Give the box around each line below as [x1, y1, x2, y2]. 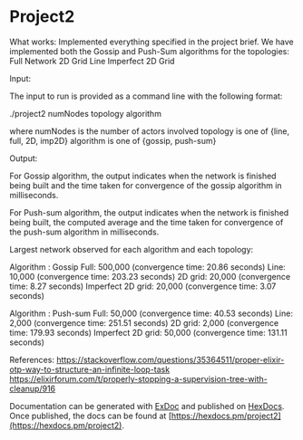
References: [9, 354, 54, 365]
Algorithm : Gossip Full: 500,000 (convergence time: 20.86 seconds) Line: [9, 261, 286, 273]
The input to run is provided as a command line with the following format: [9, 91, 283, 101]
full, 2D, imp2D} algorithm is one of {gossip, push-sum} [9, 135, 217, 146]
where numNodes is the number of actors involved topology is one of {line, [9, 125, 290, 137]
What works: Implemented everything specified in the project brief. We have [9, 36, 294, 47]
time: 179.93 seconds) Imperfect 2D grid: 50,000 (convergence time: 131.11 [9, 327, 288, 338]
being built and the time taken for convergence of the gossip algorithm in [9, 179, 283, 191]
